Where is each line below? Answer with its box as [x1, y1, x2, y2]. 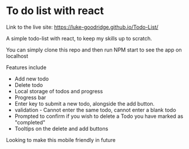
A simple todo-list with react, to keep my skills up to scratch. [6, 35, 153, 42]
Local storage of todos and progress [14, 87, 103, 94]
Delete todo [14, 81, 43, 89]
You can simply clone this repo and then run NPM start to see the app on [6, 46, 182, 53]
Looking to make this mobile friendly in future [6, 136, 116, 143]
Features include [6, 63, 47, 71]
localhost [6, 52, 28, 59]
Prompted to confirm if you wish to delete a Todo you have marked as [14, 113, 184, 120]
